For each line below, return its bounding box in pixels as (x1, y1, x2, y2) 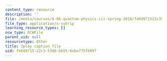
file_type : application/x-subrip (5, 21, 75, 26)
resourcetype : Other (5, 39, 48, 44)
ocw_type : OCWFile (5, 30, 43, 35)
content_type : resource (5, 7, 55, 12)
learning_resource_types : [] (5, 26, 66, 30)
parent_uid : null (5, 35, 41, 40)
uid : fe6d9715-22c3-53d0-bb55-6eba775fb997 (5, 48, 97, 53)
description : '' (5, 12, 39, 17)
